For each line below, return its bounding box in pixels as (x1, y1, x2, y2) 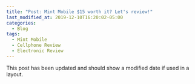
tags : (6, 31, 20, 37)
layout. (6, 70, 23, 78)
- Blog (12, 25, 28, 32)
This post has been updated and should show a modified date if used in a (6, 64, 190, 71)
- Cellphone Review (12, 43, 61, 49)
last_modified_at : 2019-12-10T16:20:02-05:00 (6, 14, 123, 20)
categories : (6, 20, 36, 26)
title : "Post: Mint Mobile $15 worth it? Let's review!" (6, 8, 153, 15)
